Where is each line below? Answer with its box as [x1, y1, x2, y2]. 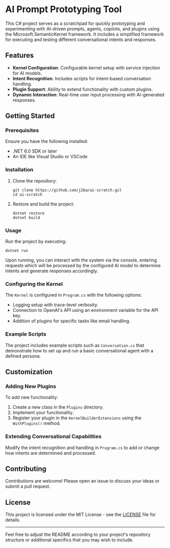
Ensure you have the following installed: [5, 138, 89, 144]
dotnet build [12, 215, 40, 220]
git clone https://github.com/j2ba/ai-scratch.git [12, 188, 122, 193]
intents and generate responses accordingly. [5, 268, 99, 274]
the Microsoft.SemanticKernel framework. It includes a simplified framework [5, 31, 164, 37]
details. [5, 517, 21, 523]
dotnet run [5, 248, 28, 253]
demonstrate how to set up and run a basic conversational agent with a [5, 347, 153, 353]
